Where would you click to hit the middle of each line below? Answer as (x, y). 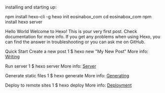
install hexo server (24, 22)
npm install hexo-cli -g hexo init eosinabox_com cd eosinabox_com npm (78, 16)
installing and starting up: (31, 7)
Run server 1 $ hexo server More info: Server (51, 66)
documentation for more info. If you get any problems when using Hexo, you (83, 37)
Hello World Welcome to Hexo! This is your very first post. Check (71, 31)
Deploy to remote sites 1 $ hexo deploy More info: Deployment (68, 85)
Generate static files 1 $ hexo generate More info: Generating (67, 76)
